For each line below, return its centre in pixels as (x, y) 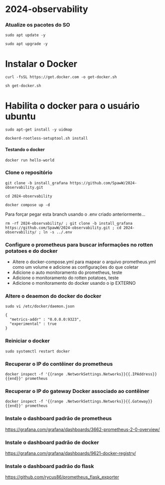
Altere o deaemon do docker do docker (53, 296)
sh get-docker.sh (23, 86)
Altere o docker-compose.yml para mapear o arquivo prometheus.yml (84, 262)
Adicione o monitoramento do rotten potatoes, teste (65, 278)
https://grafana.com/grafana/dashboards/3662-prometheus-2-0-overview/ (83, 429)
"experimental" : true (33, 324)
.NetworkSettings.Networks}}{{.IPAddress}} (111, 374)
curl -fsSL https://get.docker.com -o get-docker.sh (61, 77)
